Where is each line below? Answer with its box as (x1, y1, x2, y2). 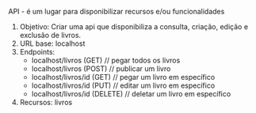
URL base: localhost (19, 39, 86, 48)
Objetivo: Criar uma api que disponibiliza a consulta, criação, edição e (19, 22, 248, 31)
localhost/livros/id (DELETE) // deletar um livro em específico (31, 89, 231, 98)
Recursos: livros (19, 98, 73, 107)
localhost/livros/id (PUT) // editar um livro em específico (31, 81, 216, 90)
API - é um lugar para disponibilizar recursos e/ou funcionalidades (8, 7, 225, 16)
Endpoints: (19, 47, 55, 56)
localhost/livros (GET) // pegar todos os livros (31, 55, 181, 65)
